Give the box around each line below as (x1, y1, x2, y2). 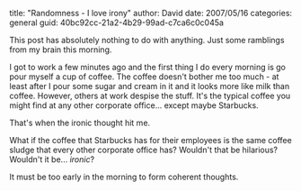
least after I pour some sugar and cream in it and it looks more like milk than (9, 81, 290, 91)
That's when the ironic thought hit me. (9, 117, 151, 128)
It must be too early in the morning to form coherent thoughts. (9, 171, 239, 182)
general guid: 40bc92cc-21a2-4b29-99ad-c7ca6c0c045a (9, 17, 225, 28)
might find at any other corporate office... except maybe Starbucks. (9, 100, 259, 111)
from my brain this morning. (9, 44, 112, 55)
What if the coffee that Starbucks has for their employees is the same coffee (9, 135, 292, 145)
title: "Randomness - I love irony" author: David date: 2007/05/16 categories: (9, 8, 293, 18)
